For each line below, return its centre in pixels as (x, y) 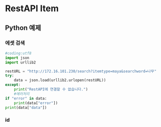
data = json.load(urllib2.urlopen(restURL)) (60, 80)
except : (13, 85)
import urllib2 (21, 62)
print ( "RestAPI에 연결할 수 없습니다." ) (51, 89)
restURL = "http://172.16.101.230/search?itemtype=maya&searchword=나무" (81, 71)
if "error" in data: (26, 98)
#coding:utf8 (18, 53)
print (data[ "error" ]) (36, 103)
